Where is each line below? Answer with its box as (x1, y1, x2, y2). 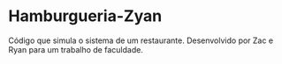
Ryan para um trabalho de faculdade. (8, 44, 143, 54)
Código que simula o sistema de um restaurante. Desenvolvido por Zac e (8, 35, 274, 46)
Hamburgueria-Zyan (8, 6, 163, 26)
